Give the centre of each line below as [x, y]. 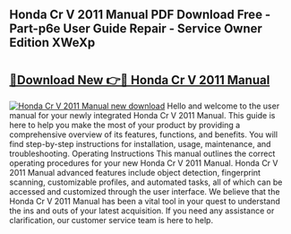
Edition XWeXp [52, 43]
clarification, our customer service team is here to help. [111, 220]
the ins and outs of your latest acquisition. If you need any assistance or [142, 211]
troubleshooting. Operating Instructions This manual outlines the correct [142, 153]
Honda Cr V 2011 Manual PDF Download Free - [140, 15]
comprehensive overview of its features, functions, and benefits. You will [144, 134]
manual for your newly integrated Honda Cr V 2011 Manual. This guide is [142, 115]
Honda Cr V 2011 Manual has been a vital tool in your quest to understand [145, 201]
